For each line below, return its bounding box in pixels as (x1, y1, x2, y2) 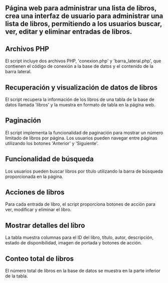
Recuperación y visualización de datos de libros (5, 83, 158, 92)
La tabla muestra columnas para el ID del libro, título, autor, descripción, (5, 234, 154, 240)
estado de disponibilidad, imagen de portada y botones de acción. (5, 240, 142, 246)
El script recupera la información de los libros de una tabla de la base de (5, 96, 154, 102)
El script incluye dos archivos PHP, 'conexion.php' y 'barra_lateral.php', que (5, 58, 161, 64)
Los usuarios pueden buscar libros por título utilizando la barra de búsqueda (5, 168, 163, 174)
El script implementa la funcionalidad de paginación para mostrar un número (5, 129, 163, 135)
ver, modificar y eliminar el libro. (5, 207, 72, 213)
